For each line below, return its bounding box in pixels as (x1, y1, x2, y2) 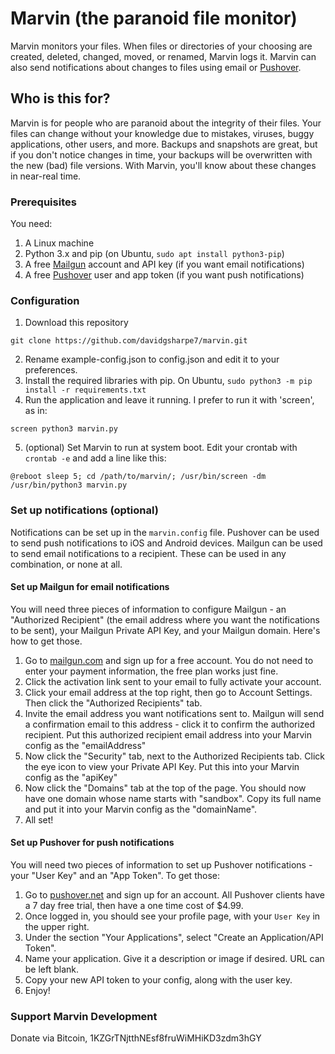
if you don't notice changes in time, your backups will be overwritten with (10, 148, 313, 161)
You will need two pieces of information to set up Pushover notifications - (10, 859, 313, 871)
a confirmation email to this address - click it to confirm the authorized (24, 718, 316, 730)
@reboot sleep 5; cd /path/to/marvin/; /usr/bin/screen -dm (10, 472, 267, 482)
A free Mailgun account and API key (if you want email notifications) (24, 258, 305, 271)
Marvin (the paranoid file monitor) (10, 7, 298, 30)
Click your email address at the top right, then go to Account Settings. (24, 686, 313, 698)
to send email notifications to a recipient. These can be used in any (10, 547, 287, 559)
